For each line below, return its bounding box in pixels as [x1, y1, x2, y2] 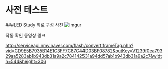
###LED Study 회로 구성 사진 [5, 22, 64, 28]
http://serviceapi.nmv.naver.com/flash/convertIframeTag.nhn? [5, 42, 134, 48]
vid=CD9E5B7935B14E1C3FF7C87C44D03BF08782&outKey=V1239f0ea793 [5, 48, 163, 54]
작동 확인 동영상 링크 [5, 32, 46, 38]
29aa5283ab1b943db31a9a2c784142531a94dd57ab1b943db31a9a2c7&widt [5, 53, 162, 59]
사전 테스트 [5, 4, 48, 16]
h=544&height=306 [5, 58, 46, 64]
